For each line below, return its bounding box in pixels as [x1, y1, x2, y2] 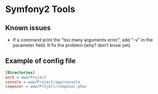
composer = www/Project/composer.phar [5, 84, 87, 89]
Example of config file [5, 57, 76, 65]
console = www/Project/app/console [5, 79, 81, 84]
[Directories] [5, 70, 35, 75]
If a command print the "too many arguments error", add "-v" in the [12, 37, 153, 43]
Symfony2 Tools [5, 4, 75, 15]
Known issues [5, 24, 51, 32]
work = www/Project [5, 74, 47, 80]
